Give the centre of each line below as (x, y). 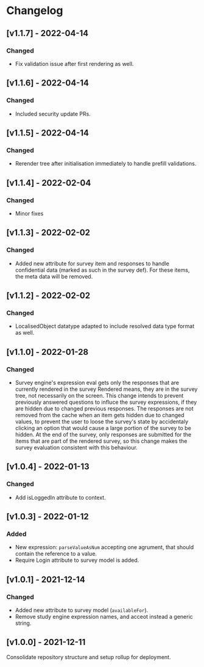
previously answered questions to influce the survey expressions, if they (106, 402)
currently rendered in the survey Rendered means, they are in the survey (106, 389)
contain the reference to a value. (56, 554)
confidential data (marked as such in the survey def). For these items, (102, 270)
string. (23, 623)
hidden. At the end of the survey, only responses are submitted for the (103, 435)
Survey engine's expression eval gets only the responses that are (97, 383)
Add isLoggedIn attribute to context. (60, 497)
